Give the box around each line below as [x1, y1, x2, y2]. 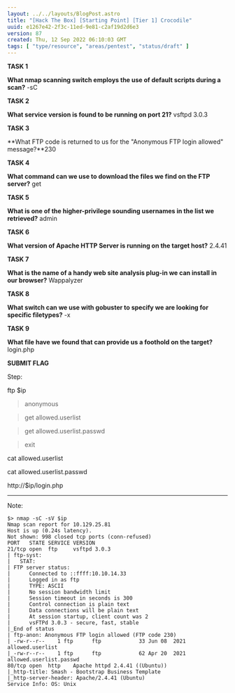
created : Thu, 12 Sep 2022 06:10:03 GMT [7, 36, 127, 43]
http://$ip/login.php [7, 481, 64, 490]
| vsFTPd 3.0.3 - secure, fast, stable [7, 619, 139, 626]
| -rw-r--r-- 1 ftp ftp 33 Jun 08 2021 [7, 638, 187, 645]
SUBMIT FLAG [7, 359, 49, 367]
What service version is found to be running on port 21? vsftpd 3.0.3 [7, 110, 208, 119]
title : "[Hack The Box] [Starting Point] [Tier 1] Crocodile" [7, 17, 192, 24]
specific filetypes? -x [7, 311, 71, 319]
